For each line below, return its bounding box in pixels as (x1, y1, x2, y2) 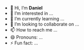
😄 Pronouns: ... (10, 34, 43, 40)
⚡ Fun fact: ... (10, 40, 38, 46)
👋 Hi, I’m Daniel (10, 5, 43, 11)
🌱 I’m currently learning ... (10, 16, 65, 21)
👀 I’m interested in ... (10, 10, 53, 16)
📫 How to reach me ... (10, 27, 58, 33)
